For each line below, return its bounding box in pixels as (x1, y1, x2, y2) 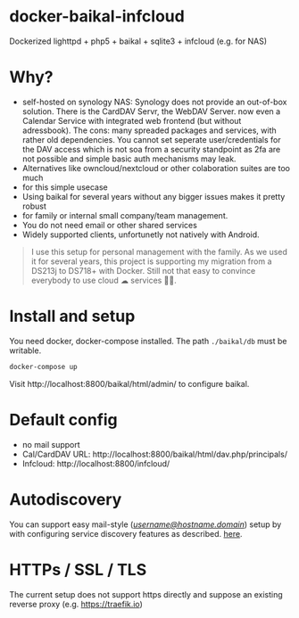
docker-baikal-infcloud (9, 6, 185, 27)
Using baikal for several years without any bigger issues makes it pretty (21, 191, 286, 202)
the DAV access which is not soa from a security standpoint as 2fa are (21, 144, 281, 154)
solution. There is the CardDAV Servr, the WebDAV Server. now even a (21, 105, 281, 117)
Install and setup (9, 306, 136, 326)
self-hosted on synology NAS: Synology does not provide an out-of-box (21, 96, 287, 107)
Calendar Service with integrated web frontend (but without (21, 115, 242, 126)
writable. (9, 345, 42, 356)
